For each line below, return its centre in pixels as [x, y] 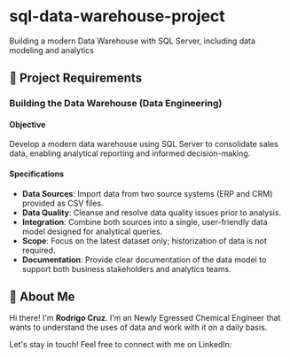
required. [39, 250]
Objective [27, 124]
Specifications [37, 174]
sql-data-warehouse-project [118, 16]
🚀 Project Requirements [76, 78]
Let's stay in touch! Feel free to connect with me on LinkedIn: [121, 345]
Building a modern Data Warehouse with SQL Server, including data [132, 41]
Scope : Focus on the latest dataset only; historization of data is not [145, 240]
